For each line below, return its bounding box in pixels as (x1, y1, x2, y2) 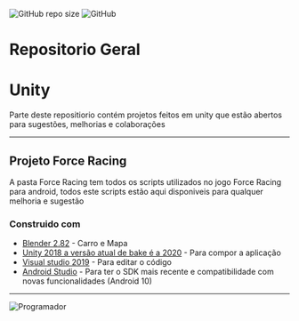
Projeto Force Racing (9, 153, 127, 168)
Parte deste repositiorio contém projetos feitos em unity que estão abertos (9, 109, 283, 120)
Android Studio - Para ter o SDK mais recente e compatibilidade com (21, 267, 274, 277)
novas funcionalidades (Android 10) (21, 276, 153, 286)
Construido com (9, 218, 81, 230)
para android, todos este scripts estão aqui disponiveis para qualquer (9, 186, 264, 197)
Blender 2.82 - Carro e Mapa (21, 238, 128, 249)
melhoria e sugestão (9, 196, 85, 206)
